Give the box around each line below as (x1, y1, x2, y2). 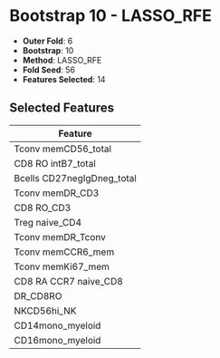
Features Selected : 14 (22, 73, 106, 84)
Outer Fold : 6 (22, 35, 73, 46)
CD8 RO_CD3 (14, 201, 72, 214)
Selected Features (9, 101, 115, 116)
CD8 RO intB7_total (14, 157, 97, 169)
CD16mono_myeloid (14, 334, 101, 346)
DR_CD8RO (14, 289, 62, 302)
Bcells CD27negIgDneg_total (14, 171, 138, 184)
